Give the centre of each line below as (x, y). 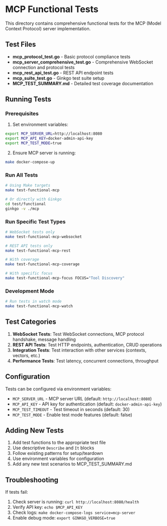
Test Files (21, 45)
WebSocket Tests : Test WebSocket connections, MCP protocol (78, 334)
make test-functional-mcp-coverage (43, 264)
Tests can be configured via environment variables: (58, 389)
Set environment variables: (40, 125)
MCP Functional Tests (52, 9)
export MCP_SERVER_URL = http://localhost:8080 (54, 134)
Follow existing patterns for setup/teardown (58, 453)
